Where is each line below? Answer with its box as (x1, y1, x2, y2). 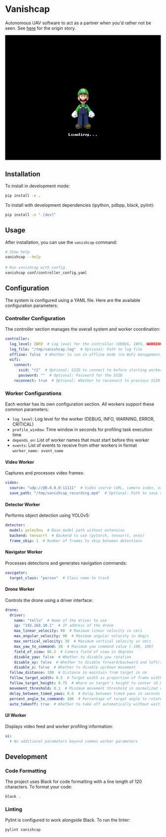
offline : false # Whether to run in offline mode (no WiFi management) (9, 352, 163, 357)
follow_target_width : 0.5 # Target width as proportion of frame (9, 675, 149, 680)
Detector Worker (5, 501, 41, 507)
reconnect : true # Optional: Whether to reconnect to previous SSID (14, 378, 161, 383)
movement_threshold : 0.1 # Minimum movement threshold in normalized (9, 686, 158, 691)
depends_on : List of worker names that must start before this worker (12, 437, 149, 443)
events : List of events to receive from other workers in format (12, 442, 137, 448)
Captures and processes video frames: (5, 470, 84, 476)
